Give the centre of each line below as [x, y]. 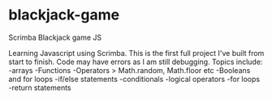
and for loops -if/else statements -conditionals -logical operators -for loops [134, 79]
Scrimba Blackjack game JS [55, 37]
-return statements [40, 88]
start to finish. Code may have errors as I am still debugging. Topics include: [136, 62]
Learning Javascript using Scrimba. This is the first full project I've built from [136, 53]
